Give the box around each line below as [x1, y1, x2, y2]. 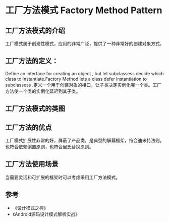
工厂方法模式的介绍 [5, 26, 65, 35]
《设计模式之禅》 [12, 205, 48, 211]
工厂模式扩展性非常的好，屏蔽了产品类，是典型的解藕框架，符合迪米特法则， [5, 137, 164, 144]
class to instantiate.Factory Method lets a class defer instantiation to [5, 76, 147, 82]
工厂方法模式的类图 [5, 104, 65, 113]
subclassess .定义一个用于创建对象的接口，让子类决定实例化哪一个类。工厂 [5, 82, 162, 88]
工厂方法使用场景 [5, 160, 59, 169]
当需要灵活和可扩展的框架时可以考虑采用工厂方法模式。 [5, 174, 120, 180]
